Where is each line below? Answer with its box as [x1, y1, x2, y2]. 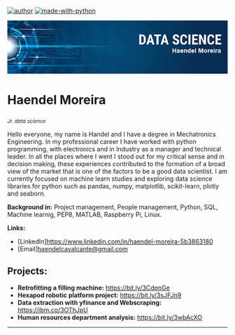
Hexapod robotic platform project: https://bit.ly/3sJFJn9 [17, 291, 182, 299]
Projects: [7, 265, 48, 277]
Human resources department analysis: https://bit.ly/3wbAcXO [17, 313, 203, 322]
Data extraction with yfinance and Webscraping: [17, 299, 162, 307]
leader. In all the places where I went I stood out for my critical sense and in [7, 152, 225, 161]
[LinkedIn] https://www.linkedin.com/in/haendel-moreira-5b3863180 [17, 237, 213, 246]
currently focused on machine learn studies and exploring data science [7, 174, 213, 183]
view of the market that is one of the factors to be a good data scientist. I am [7, 167, 228, 176]
